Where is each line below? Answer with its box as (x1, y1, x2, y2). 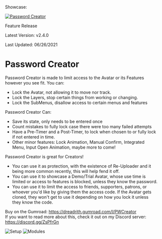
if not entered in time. (12, 134, 55, 140)
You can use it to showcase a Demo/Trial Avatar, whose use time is (12, 173, 146, 179)
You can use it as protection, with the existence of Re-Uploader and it (12, 163, 151, 169)
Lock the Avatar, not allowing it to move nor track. (12, 89, 112, 95)
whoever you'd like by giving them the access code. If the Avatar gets (12, 189, 152, 195)
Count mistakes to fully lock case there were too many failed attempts (12, 123, 152, 129)
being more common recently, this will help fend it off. (12, 168, 120, 174)
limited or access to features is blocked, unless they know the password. (12, 178, 158, 184)
